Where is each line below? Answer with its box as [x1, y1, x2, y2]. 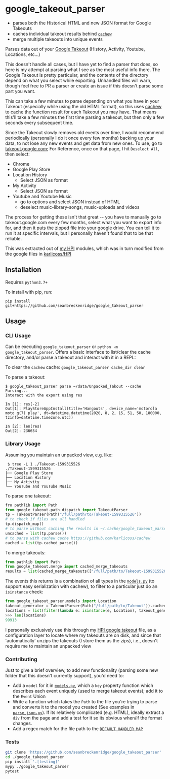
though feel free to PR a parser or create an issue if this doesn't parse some [5, 82, 163, 89]
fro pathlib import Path [5, 503, 58, 508]
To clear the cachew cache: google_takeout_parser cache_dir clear [5, 364, 146, 370]
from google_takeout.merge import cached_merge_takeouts [5, 564, 128, 569]
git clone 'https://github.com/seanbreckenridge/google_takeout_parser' [5, 750, 162, 755]
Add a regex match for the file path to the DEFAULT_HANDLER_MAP [12, 725, 143, 732]
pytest [5, 768, 19, 774]
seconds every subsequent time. [5, 119, 74, 126]
